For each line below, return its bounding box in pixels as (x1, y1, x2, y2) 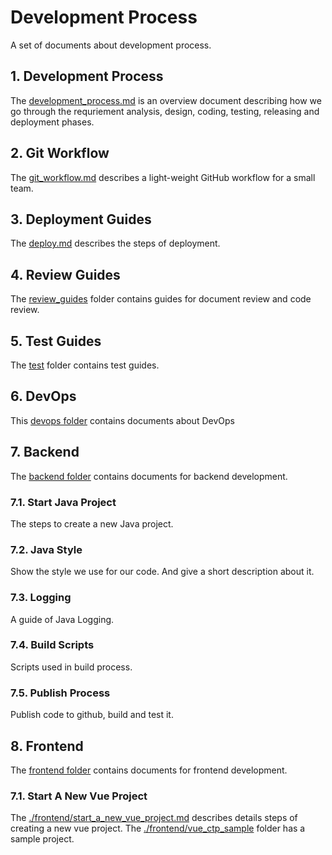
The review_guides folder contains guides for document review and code (10, 293, 312, 305)
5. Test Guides (10, 332, 102, 350)
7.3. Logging (10, 591, 72, 605)
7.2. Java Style (10, 542, 83, 556)
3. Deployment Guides (10, 211, 152, 228)
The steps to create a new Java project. (10, 517, 174, 530)
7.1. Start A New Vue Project (10, 789, 148, 803)
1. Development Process (10, 68, 164, 85)
